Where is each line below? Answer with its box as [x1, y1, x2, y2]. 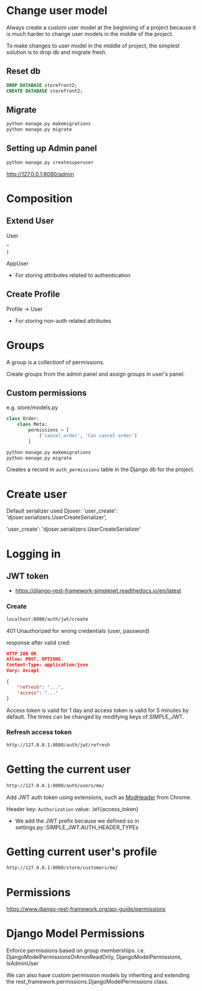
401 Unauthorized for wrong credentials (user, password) [6, 627, 150, 634]
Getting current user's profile [6, 844, 158, 858]
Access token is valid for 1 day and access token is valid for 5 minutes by [6, 706, 189, 714]
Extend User [6, 216, 54, 226]
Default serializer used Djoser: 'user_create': [6, 507, 117, 514]
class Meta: [17, 421, 47, 427]
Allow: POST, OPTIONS [6, 656, 61, 663]
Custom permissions [6, 387, 87, 398]
